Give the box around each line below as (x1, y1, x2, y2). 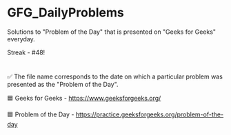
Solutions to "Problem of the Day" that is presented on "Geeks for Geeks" (7, 28, 216, 36)
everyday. (7, 34, 36, 43)
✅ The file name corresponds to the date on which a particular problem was (7, 72, 223, 81)
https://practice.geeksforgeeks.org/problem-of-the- (75, 110, 224, 118)
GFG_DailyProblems (7, 5, 124, 21)
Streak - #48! (7, 48, 46, 56)
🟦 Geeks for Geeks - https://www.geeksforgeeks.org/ (7, 94, 161, 103)
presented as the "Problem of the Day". (7, 81, 119, 89)
